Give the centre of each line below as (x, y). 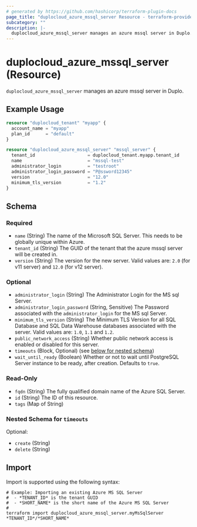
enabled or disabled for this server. (57, 345)
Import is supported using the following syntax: (63, 482)
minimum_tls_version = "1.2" (59, 182)
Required (19, 223)
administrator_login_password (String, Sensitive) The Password (91, 307)
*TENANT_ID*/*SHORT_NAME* (38, 518)
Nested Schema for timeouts (47, 419)
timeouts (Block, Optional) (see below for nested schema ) (84, 351)
